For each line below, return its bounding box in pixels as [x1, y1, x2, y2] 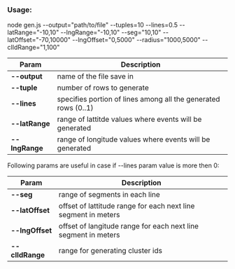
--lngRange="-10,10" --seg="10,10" [60, 28, 162, 36]
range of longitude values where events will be [57, 134, 211, 144]
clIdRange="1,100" [7, 43, 60, 52]
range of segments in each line [58, 190, 161, 200]
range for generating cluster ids [58, 246, 163, 256]
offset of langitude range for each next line [58, 221, 199, 231]
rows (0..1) [57, 103, 94, 113]
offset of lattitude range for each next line [58, 201, 195, 211]
